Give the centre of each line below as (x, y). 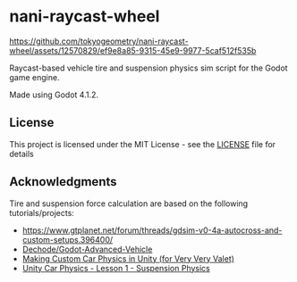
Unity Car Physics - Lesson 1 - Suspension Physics (116, 268)
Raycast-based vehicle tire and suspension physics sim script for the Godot (148, 68)
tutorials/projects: (42, 212)
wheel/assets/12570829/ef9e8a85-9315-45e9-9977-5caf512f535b (133, 50)
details (21, 153)
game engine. (34, 77)
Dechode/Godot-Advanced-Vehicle (87, 249)
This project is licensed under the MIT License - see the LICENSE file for (142, 144)
